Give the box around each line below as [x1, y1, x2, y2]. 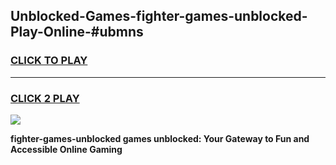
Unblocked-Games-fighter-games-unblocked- [10, 8, 308, 25]
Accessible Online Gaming [10, 143, 123, 155]
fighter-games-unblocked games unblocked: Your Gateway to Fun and [10, 132, 310, 144]
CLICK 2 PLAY [10, 91, 80, 105]
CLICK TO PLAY [10, 54, 88, 68]
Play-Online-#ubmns [10, 24, 144, 41]
